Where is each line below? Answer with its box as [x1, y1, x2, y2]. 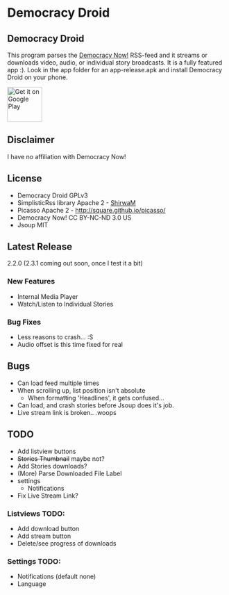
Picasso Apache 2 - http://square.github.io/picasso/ [17, 206, 166, 214]
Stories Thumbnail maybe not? [17, 454, 105, 463]
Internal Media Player [17, 292, 78, 300]
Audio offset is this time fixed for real [17, 341, 124, 349]
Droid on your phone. [7, 73, 68, 81]
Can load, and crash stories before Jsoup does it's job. [17, 401, 175, 409]
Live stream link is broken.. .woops [17, 408, 117, 416]
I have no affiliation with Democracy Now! [7, 152, 126, 161]
